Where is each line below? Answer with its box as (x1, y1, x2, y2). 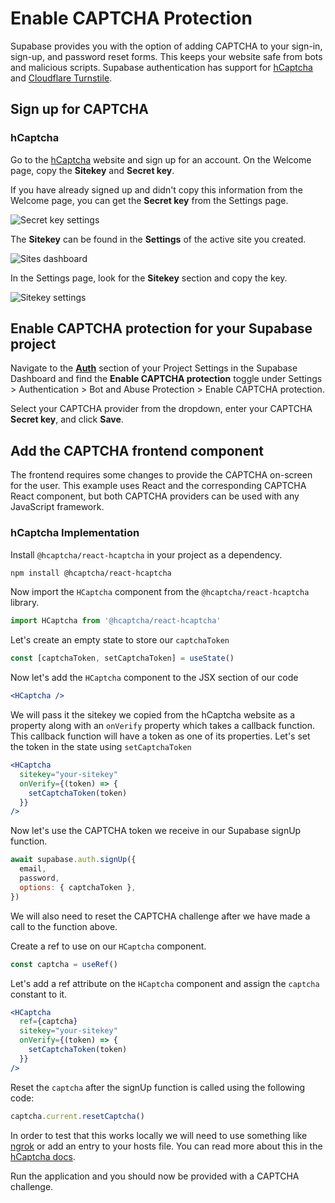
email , (19, 864, 47, 874)
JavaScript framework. (10, 501, 105, 513)
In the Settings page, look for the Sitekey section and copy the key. (10, 272, 288, 284)
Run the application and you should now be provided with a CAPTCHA (10, 1170, 300, 1182)
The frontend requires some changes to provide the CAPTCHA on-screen (10, 469, 313, 481)
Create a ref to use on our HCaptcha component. (10, 940, 207, 952)
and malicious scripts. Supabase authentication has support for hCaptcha (10, 61, 313, 73)
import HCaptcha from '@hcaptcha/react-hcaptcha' (10, 616, 222, 626)
